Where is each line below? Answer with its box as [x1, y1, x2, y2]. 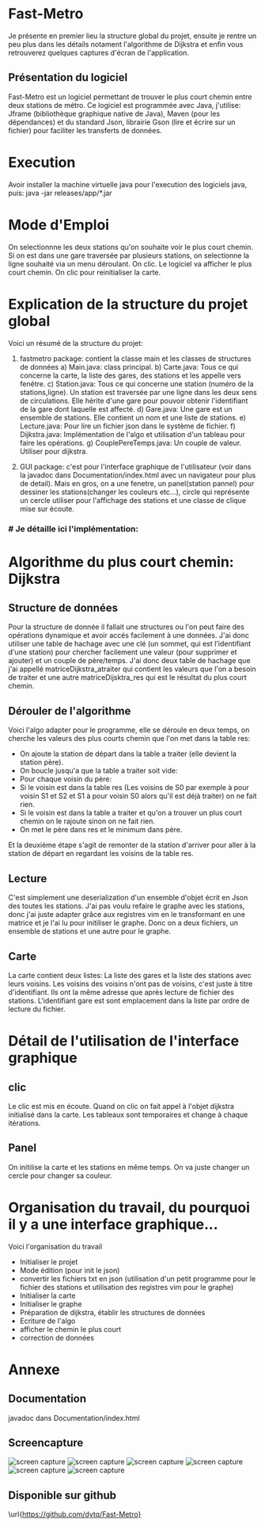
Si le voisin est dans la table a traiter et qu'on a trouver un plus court [19, 808, 243, 818]
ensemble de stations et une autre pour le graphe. [8, 927, 172, 936]
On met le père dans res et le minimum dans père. [19, 825, 183, 834]
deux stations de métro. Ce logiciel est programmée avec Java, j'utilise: [8, 100, 241, 109]
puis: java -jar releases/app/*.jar [8, 188, 112, 198]
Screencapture [8, 1437, 84, 1450]
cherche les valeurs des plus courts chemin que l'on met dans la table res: [8, 734, 251, 743]
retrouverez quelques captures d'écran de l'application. [8, 48, 190, 57]
